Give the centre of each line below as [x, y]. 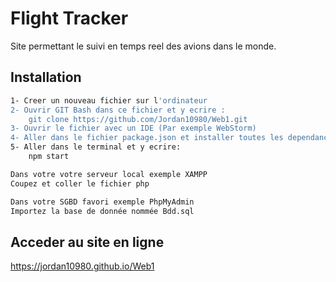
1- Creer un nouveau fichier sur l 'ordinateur [109, 100]
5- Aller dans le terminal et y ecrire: [96, 147]
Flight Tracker [69, 18]
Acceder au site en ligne [87, 242]
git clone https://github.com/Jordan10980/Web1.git [138, 119]
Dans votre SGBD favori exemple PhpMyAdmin [102, 202]
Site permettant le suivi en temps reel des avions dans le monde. [143, 46]
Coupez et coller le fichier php [80, 183]
